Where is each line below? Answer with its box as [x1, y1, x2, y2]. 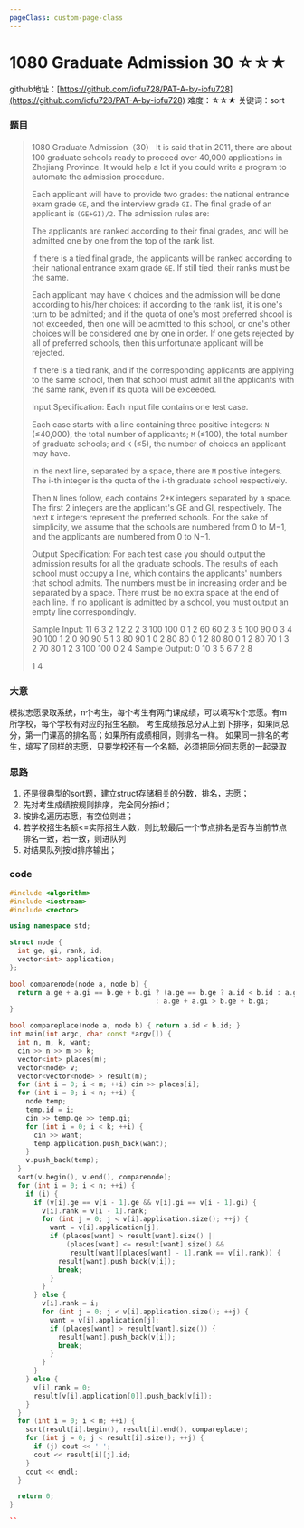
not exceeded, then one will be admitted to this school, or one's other [31, 318, 291, 329]
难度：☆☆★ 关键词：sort [186, 94, 285, 105]
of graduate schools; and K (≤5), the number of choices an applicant [31, 438, 287, 449]
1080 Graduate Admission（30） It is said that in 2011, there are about [31, 141, 292, 152]
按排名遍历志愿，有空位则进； [22, 811, 134, 822]
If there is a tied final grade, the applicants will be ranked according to [31, 253, 292, 263]
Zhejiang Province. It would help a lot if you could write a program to [31, 161, 287, 172]
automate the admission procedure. [31, 171, 165, 182]
